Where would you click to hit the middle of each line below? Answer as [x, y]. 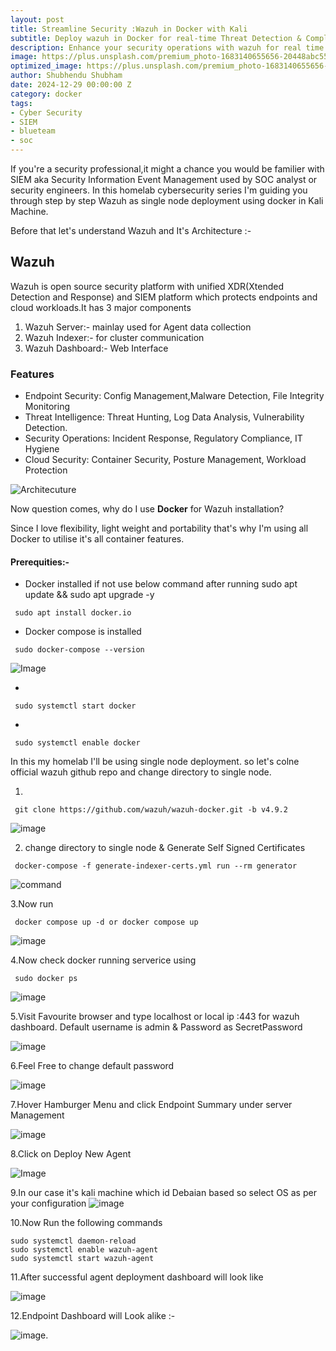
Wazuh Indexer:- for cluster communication [114, 337]
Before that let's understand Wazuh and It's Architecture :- [131, 230]
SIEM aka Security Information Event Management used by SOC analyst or [164, 179]
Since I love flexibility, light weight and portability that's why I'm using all [159, 528]
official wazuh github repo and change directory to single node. [141, 772]
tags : [21, 103]
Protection [46, 470]
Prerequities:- [40, 562]
